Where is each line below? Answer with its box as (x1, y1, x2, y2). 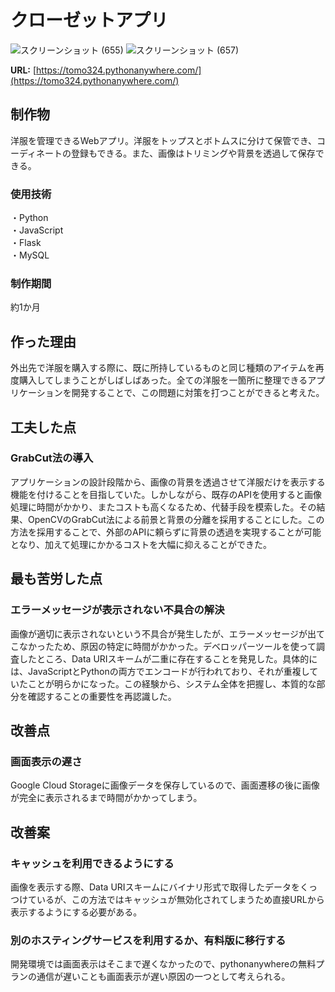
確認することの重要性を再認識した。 (27, 690, 177, 702)
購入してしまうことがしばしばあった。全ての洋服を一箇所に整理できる (18, 374, 308, 386)
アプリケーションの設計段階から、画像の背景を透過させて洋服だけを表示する (10, 476, 326, 488)
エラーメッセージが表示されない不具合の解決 (10, 603, 225, 617)
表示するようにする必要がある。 (10, 906, 143, 918)
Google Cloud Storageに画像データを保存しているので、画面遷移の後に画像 (10, 779, 320, 791)
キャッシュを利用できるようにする (10, 856, 175, 870)
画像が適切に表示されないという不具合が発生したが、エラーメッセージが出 (10, 627, 317, 640)
